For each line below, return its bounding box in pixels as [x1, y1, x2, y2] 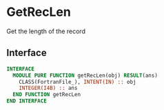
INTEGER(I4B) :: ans [19, 84, 78, 92]
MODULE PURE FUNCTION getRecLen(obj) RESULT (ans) [12, 72, 158, 79]
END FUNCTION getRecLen [12, 91, 81, 98]
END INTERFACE [6, 98, 48, 104]
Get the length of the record [6, 27, 85, 35]
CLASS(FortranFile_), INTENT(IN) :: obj [19, 78, 136, 85]
